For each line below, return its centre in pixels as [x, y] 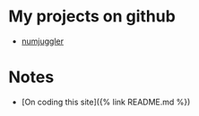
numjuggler [43, 41]
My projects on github [92, 17]
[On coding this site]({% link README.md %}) [106, 102]
